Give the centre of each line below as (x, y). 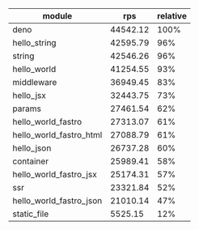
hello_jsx (30, 95)
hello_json (32, 148)
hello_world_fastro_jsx (55, 175)
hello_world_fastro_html (57, 135)
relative (172, 16)
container (31, 161)
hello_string (34, 43)
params (27, 109)
